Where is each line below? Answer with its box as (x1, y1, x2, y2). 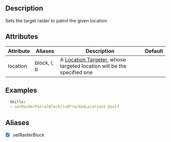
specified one (60, 69, 93, 76)
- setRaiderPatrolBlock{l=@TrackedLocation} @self (10, 104, 120, 109)
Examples (5, 86, 37, 95)
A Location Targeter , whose (60, 56, 126, 63)
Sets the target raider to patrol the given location (5, 17, 107, 23)
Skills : (10, 99, 26, 105)
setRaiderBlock (12, 132, 45, 138)
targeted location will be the (60, 62, 127, 69)
